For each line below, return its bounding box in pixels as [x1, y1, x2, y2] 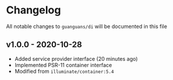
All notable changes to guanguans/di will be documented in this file [6, 23, 168, 30]
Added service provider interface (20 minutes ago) [14, 55, 138, 62]
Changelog [6, 4, 61, 17]
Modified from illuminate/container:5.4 [14, 68, 114, 75]
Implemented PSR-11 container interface [14, 61, 112, 68]
